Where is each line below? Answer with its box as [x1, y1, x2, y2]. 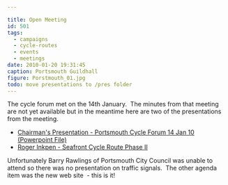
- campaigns [13, 35, 49, 42]
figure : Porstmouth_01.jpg [7, 74, 86, 81]
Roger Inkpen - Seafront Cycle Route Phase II [17, 143, 148, 152]
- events [13, 49, 39, 56]
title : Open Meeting [7, 16, 68, 23]
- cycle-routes [13, 42, 58, 49]
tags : [7, 29, 23, 36]
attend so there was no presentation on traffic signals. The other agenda [7, 164, 218, 172]
